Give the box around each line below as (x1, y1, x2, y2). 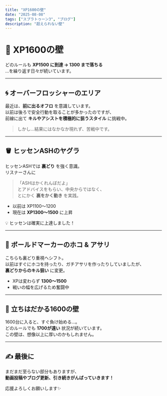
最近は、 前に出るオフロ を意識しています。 (5, 103, 93, 109)
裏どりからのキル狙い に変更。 (5, 267, 68, 273)
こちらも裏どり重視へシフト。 (5, 255, 66, 261)
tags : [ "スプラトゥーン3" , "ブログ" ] (5, 16, 76, 21)
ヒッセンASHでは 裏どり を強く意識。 (5, 163, 82, 169)
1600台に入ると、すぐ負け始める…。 (5, 319, 80, 325)
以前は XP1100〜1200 (12, 203, 56, 209)
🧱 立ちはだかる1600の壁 (5, 305, 80, 314)
